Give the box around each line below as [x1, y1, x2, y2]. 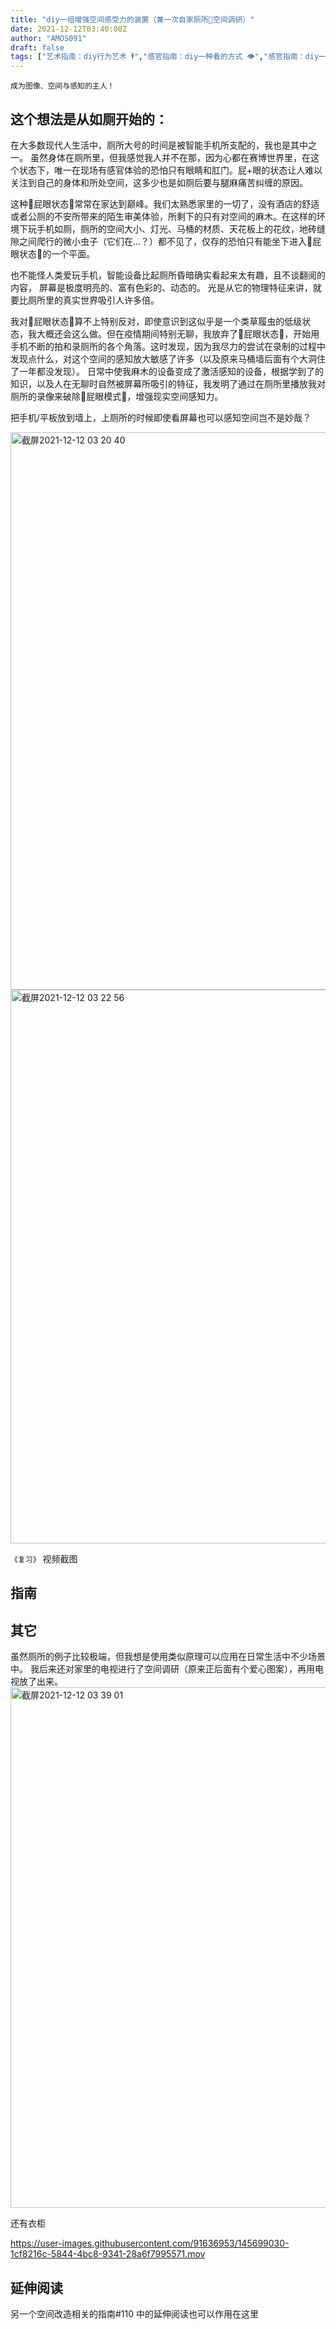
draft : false [10, 42, 65, 53]
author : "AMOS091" [10, 33, 87, 43]
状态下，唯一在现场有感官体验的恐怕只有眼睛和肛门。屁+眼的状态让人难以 [18, 164, 323, 176]
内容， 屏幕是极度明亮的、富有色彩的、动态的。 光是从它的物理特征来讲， [10, 281, 313, 293]
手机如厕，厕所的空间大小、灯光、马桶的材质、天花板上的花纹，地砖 [36, 222, 317, 235]
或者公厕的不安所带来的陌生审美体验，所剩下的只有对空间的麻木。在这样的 [10, 210, 317, 222]
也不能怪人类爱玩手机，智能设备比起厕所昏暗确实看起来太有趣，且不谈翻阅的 [10, 269, 326, 281]
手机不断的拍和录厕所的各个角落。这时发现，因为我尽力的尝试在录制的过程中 [10, 340, 326, 352]
